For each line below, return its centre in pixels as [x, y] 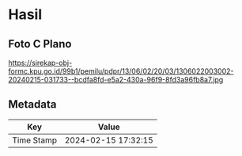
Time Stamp [35, 140]
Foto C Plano [40, 44]
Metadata [32, 105]
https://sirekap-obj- [40, 63]
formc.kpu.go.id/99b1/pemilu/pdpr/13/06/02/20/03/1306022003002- [121, 71]
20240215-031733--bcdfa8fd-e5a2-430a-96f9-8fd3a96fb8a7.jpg [116, 80]
